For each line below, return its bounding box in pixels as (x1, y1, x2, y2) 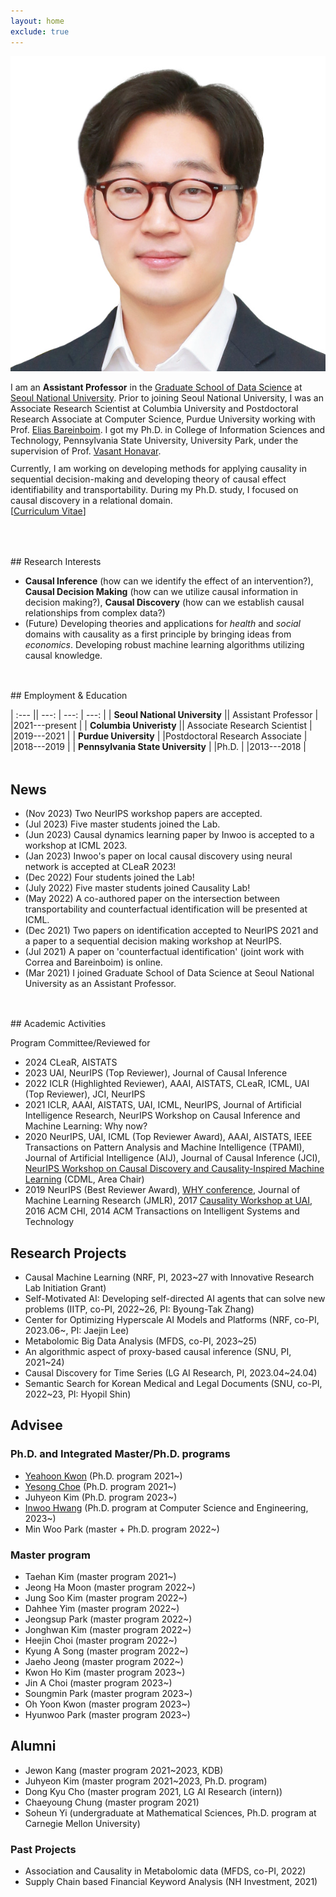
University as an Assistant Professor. (24, 977, 177, 989)
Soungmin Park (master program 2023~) (24, 1687, 193, 1699)
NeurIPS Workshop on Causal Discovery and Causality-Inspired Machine (24, 1163, 325, 1175)
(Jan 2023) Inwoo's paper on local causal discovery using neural (24, 850, 293, 862)
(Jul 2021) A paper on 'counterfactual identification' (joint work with (24, 945, 305, 957)
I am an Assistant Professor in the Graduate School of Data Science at (10, 381, 303, 393)
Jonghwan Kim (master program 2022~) (24, 1623, 192, 1635)
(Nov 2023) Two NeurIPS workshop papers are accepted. (24, 807, 263, 819)
